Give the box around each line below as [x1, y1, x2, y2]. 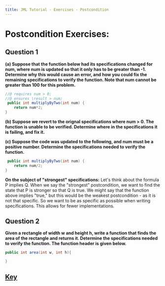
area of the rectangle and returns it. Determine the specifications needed [5, 235, 158, 241]
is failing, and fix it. [5, 129, 45, 135]
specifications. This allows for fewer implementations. [5, 203, 115, 209]
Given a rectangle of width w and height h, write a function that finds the [5, 230, 157, 236]
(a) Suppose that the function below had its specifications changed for [5, 61, 153, 67]
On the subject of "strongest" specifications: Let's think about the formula [5, 177, 159, 183]
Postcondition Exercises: [5, 28, 109, 39]
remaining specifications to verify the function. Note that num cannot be [5, 77, 157, 83]
